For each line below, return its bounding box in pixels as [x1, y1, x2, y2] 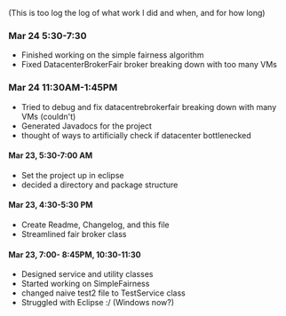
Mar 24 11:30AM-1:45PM [8, 82, 118, 94]
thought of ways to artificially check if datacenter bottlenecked [20, 130, 252, 140]
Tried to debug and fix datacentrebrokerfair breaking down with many [20, 101, 277, 112]
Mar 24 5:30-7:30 [8, 29, 87, 42]
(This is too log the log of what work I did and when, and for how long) [8, 8, 266, 18]
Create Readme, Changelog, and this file [20, 219, 170, 230]
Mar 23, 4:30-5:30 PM [8, 200, 93, 210]
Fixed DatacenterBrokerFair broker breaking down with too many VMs [20, 59, 277, 70]
